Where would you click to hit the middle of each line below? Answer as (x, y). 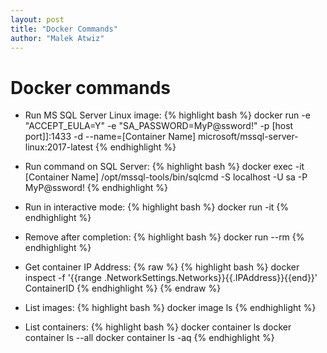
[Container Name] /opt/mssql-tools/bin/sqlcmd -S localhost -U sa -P (166, 177)
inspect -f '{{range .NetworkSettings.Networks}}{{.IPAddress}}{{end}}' (171, 278)
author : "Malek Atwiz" (57, 38)
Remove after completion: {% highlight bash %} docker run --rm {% (164, 237)
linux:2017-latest (59, 147)
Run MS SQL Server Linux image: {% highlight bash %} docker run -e (167, 115)
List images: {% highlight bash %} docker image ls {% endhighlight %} (170, 308)
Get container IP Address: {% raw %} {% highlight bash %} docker (162, 267)
